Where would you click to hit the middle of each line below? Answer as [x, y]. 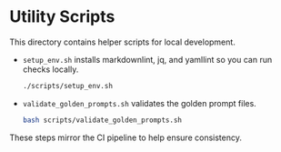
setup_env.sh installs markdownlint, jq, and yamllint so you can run [147, 59]
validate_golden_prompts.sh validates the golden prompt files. [139, 103]
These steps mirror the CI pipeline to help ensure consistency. [126, 137]
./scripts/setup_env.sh [68, 86]
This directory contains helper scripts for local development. [123, 42]
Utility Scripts [62, 17]
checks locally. [50, 69]
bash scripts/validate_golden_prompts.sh [102, 120]
